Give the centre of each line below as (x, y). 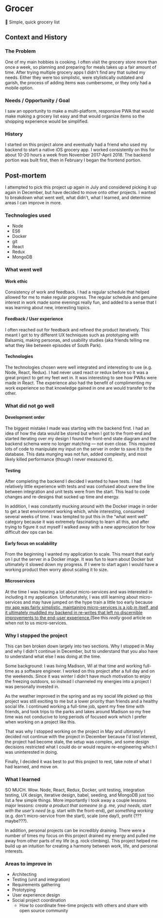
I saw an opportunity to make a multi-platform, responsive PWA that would (79, 111)
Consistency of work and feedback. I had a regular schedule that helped (77, 292)
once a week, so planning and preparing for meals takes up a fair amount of (81, 67)
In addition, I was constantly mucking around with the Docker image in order (81, 506)
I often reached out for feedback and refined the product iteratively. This (77, 330)
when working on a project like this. (41, 722)
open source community (44, 911)
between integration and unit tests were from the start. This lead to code (77, 492)
